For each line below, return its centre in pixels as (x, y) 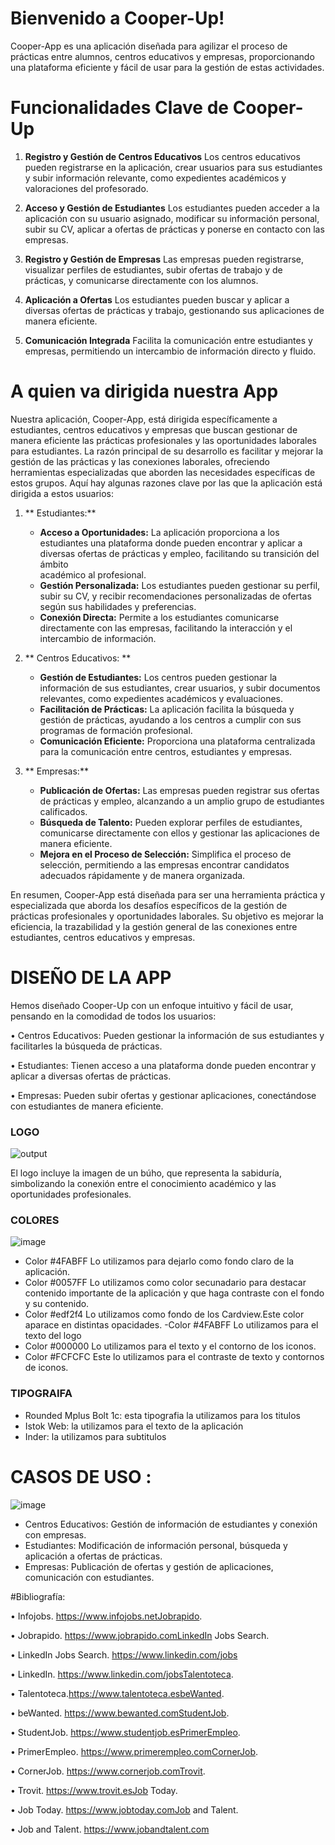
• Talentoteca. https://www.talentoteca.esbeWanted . (117, 1693)
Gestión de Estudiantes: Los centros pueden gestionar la (158, 677)
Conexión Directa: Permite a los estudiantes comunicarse (159, 617)
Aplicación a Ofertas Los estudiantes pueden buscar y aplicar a (157, 299)
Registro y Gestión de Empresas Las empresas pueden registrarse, (164, 259)
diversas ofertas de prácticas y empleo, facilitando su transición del (179, 553)
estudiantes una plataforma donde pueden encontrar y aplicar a (171, 543)
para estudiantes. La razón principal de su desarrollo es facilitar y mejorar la (167, 451)
